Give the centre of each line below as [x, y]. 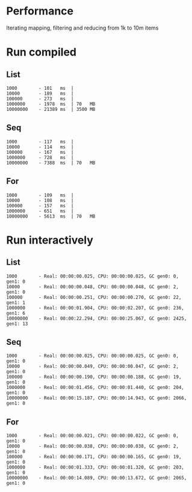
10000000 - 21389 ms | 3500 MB [51, 109]
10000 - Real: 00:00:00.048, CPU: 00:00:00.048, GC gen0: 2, [93, 287]
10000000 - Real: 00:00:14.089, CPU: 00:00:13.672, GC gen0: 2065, [97, 478]
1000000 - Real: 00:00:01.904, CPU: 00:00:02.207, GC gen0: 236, [95, 308]
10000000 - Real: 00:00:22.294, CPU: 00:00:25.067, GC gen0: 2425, [97, 318]
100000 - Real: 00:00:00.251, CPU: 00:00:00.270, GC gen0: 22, [94, 297]
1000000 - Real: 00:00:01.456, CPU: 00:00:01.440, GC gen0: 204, [95, 388]
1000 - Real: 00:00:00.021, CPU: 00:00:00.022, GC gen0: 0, [93, 436]
